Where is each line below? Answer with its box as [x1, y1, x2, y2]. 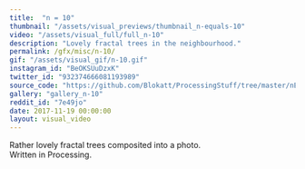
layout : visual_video [9, 114, 92, 124]
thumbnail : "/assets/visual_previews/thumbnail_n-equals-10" [9, 22, 246, 31]
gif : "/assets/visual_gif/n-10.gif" [9, 55, 148, 65]
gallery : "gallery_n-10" [9, 89, 103, 98]
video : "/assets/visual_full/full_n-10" [9, 30, 165, 39]
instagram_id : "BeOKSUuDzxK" [9, 65, 120, 74]
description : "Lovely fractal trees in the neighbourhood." [9, 38, 242, 48]
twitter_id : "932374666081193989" [9, 73, 141, 82]
